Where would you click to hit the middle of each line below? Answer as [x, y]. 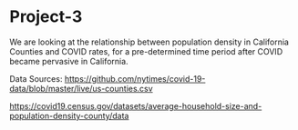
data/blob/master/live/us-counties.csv [81, 88]
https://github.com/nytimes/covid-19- [135, 78]
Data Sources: [36, 78]
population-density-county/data [69, 115]
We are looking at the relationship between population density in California [149, 42]
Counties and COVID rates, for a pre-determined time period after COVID [146, 51]
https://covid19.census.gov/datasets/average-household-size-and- [136, 105]
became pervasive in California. [69, 61]
